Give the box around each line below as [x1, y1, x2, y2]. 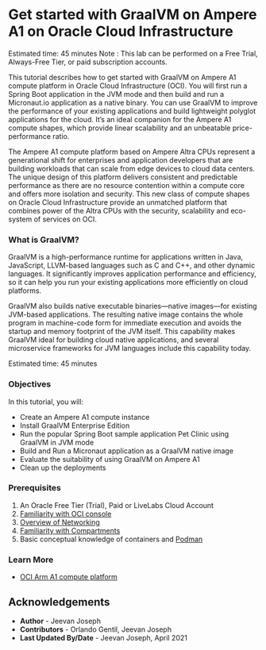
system [8, 214, 33, 224]
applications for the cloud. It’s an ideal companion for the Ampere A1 [8, 114, 232, 124]
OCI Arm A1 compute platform [19, 572, 118, 582]
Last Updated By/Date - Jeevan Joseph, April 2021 [19, 633, 188, 642]
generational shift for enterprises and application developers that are [8, 155, 233, 164]
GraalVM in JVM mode [19, 437, 94, 447]
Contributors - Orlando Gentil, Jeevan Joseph [19, 625, 172, 634]
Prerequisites [8, 483, 61, 494]
